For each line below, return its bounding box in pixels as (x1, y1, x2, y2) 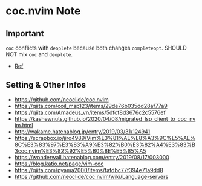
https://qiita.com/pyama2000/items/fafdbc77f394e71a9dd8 (14, 166, 164, 173)
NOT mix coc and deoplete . (5, 51, 73, 58)
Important (5, 28, 44, 39)
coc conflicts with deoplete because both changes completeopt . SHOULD (5, 44, 187, 51)
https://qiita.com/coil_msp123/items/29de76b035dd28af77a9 (14, 102, 168, 109)
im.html (14, 121, 33, 129)
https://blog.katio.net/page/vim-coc (14, 160, 104, 167)
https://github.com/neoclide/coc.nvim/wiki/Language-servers (14, 173, 169, 180)
